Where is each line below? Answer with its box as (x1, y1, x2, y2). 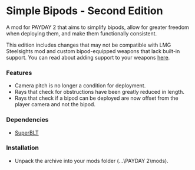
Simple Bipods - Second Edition (6, 4, 163, 18)
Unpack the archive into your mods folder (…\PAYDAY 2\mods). (14, 157, 169, 164)
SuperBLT (14, 129, 39, 136)
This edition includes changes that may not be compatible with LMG (6, 41, 171, 48)
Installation (6, 143, 39, 152)
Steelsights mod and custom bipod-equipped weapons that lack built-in (6, 47, 180, 54)
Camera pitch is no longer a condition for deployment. (14, 82, 146, 89)
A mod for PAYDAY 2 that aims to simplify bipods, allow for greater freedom (6, 24, 190, 31)
